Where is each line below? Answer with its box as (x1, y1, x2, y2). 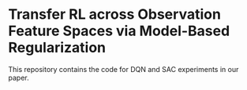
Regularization (8, 39, 107, 56)
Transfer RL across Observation (8, 5, 221, 23)
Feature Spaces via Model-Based (8, 22, 230, 40)
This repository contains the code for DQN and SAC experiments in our (8, 64, 239, 74)
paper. (8, 73, 29, 82)
